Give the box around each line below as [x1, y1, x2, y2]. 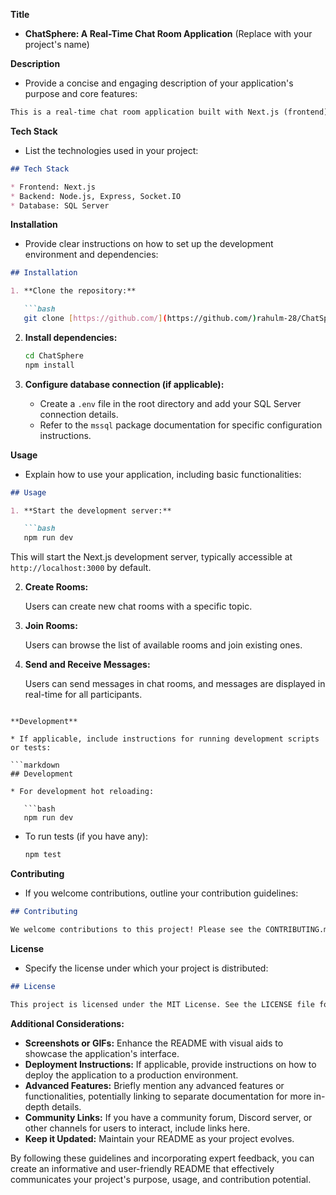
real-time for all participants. [24, 689, 143, 701]
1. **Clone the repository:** [10, 286, 137, 296]
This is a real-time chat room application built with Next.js [10, 107, 280, 117]
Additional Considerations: [10, 1017, 125, 1029]
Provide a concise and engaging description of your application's [24, 77, 294, 89]
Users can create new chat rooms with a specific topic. [24, 600, 253, 613]
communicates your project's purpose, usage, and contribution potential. [10, 1173, 312, 1185]
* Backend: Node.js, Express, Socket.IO [10, 191, 182, 201]
